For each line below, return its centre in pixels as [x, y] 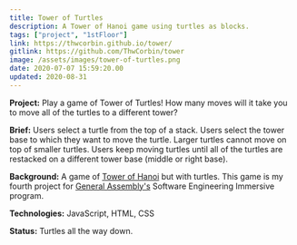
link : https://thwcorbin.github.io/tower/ [91, 43]
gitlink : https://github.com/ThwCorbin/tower [97, 52]
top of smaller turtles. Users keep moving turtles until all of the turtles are [146, 149]
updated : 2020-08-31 [49, 77]
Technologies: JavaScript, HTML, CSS [82, 213]
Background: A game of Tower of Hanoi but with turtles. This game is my [146, 176]
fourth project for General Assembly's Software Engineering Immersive [142, 186]
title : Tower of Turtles [56, 18]
